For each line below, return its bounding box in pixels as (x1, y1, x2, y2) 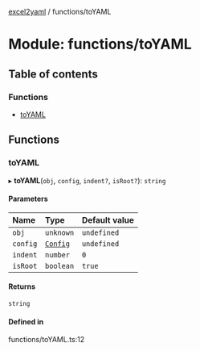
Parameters (8, 194, 48, 204)
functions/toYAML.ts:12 (8, 335, 85, 345)
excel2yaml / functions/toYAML (8, 7, 112, 16)
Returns (8, 282, 36, 291)
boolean (45, 261, 75, 270)
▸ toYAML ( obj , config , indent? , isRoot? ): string (8, 175, 166, 185)
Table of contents (8, 67, 98, 81)
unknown (45, 228, 75, 237)
